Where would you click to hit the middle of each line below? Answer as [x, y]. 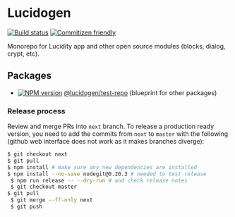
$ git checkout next [38, 154]
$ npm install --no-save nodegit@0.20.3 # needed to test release [107, 174]
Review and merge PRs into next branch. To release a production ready [111, 126]
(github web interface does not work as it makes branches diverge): [106, 142]
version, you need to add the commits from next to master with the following [117, 134]
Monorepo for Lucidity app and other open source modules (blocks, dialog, [116, 46]
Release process [36, 111]
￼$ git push [25, 207]
